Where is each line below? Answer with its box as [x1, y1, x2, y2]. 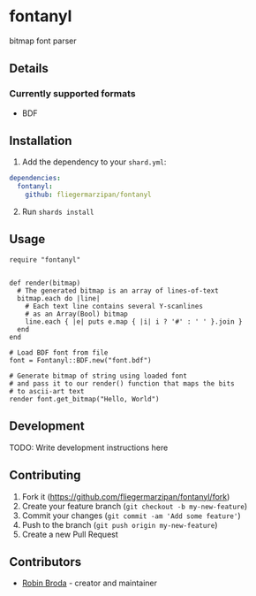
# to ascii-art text [9, 386, 86, 395]
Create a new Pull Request [21, 529, 119, 539]
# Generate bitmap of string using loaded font [9, 371, 188, 380]
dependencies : [9, 174, 62, 183]
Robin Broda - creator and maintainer [21, 577, 157, 589]
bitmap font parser [9, 35, 77, 46]
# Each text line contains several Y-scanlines [25, 302, 203, 310]
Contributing [9, 468, 81, 483]
